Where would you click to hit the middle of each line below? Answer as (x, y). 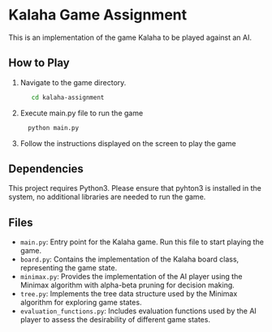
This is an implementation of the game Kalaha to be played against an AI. (130, 37)
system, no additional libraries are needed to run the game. (107, 197)
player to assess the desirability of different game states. (115, 320)
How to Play (39, 63)
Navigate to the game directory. (73, 82)
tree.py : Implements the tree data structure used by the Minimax (129, 294)
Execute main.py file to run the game (82, 113)
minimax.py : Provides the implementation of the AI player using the (131, 277)
